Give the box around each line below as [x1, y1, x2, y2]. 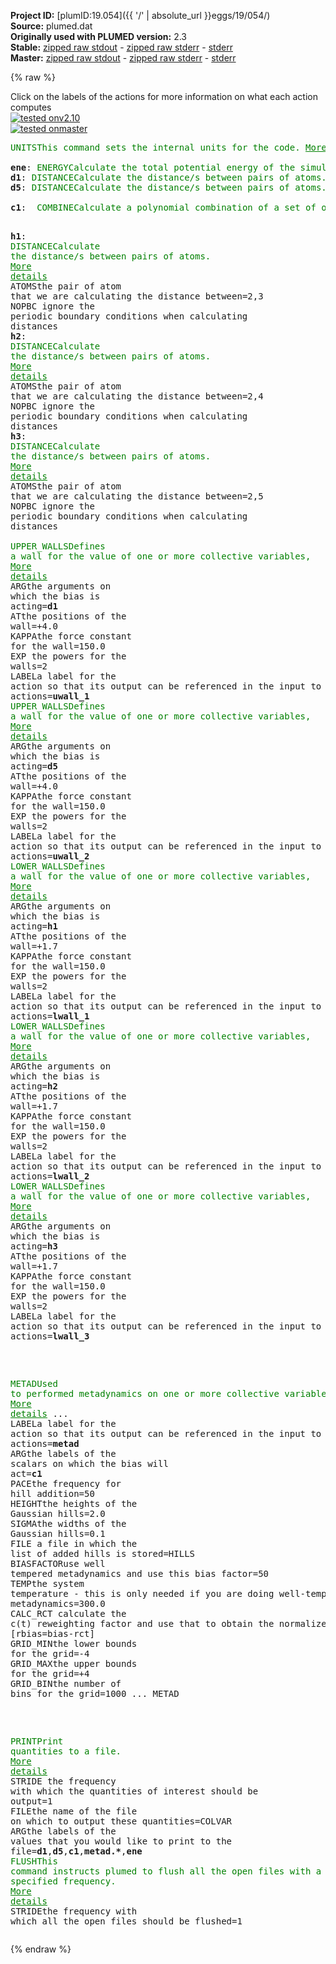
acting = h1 [10, 921, 58, 932]
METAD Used [10, 1378, 58, 1389]
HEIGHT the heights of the [10, 1498, 138, 1509]
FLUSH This [10, 1856, 58, 1867]
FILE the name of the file [10, 1806, 138, 1817]
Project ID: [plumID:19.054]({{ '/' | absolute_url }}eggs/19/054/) [10, 10, 271, 21]
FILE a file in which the [10, 1538, 138, 1549]
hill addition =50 [10, 1488, 95, 1499]
